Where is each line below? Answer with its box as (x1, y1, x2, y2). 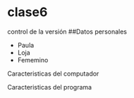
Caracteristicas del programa (7, 83, 92, 91)
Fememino (17, 55, 49, 64)
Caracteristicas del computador (7, 69, 99, 78)
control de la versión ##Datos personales (7, 27, 128, 36)
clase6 (7, 4, 48, 20)
